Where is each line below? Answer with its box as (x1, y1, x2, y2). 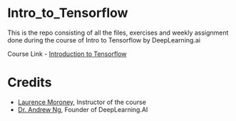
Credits (7, 74, 52, 91)
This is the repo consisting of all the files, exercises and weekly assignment (7, 28, 229, 37)
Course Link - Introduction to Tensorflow (7, 50, 127, 58)
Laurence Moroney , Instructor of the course (17, 98, 146, 106)
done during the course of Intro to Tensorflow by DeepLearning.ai (7, 35, 201, 44)
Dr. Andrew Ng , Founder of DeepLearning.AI (17, 105, 148, 114)
